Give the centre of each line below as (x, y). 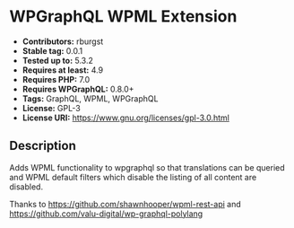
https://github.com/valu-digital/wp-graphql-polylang (106, 214)
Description (43, 146)
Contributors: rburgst (63, 41)
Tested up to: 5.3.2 (58, 60)
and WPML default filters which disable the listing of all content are (133, 177)
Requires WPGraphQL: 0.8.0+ (78, 89)
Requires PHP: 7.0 (56, 79)
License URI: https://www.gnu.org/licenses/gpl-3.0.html (126, 118)
